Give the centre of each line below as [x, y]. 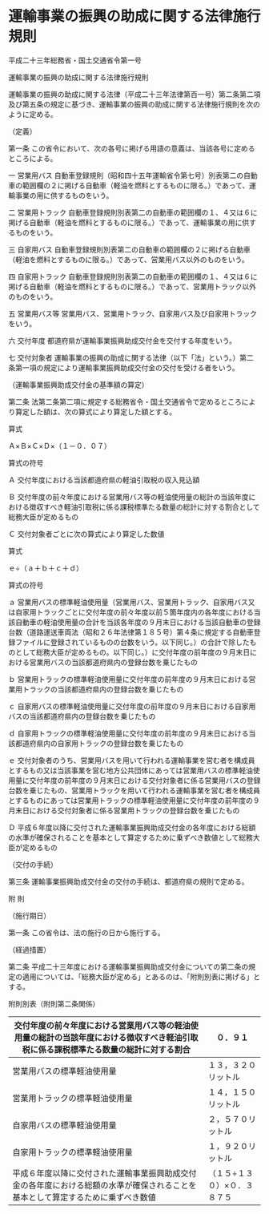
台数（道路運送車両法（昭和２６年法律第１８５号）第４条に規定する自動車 [131, 632]
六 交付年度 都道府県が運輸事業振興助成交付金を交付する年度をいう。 [122, 341]
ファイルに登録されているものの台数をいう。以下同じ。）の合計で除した [132, 642]
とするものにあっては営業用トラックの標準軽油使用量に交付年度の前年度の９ [134, 800]
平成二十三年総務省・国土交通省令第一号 [75, 60]
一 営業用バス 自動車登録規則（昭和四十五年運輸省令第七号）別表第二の [126, 175]
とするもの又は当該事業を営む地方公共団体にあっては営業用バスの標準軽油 [131, 770]
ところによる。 [33, 158]
